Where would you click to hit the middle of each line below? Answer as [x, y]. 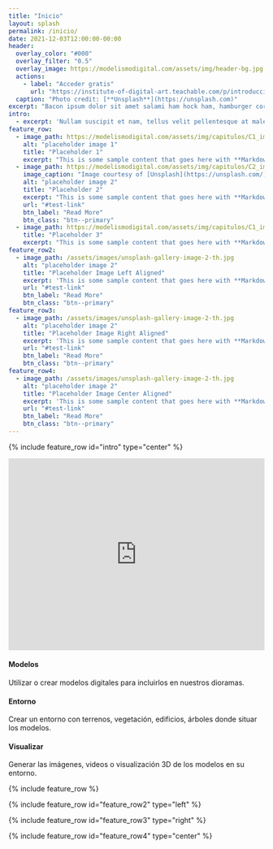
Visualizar [26, 746]
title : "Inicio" [36, 16]
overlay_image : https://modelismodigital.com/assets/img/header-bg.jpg [140, 69]
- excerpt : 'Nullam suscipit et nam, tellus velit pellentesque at [132, 122]
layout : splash [34, 24]
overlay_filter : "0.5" [54, 62]
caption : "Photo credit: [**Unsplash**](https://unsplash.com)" [127, 99]
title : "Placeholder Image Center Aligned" [98, 394]
